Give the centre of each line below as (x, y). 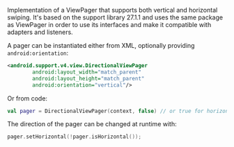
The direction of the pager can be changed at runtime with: (92, 124)
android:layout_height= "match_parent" (88, 78)
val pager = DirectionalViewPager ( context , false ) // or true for (106, 111)
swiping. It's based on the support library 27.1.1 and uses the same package (115, 17)
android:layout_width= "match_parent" (87, 72)
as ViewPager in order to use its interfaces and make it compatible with (109, 25)
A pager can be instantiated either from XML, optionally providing (101, 45)
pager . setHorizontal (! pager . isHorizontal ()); (74, 137)
